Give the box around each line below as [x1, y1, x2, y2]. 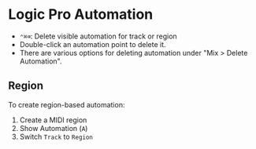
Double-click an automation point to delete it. [19, 39, 167, 49]
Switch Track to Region [19, 132, 93, 141]
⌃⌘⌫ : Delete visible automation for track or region [19, 31, 177, 41]
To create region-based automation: [8, 100, 125, 109]
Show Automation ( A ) [19, 123, 88, 133]
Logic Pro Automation [8, 5, 154, 24]
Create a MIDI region [19, 115, 87, 125]
